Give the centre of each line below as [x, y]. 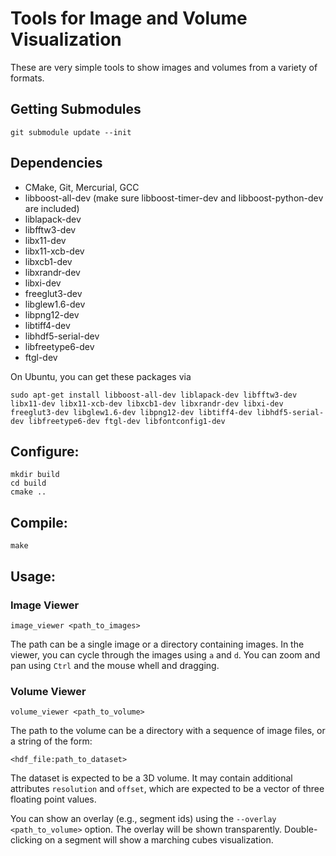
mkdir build [35, 475]
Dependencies [56, 163]
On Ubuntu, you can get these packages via [101, 376]
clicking [26, 840]
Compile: [39, 522]
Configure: [45, 451]
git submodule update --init [71, 132]
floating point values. [53, 799]
